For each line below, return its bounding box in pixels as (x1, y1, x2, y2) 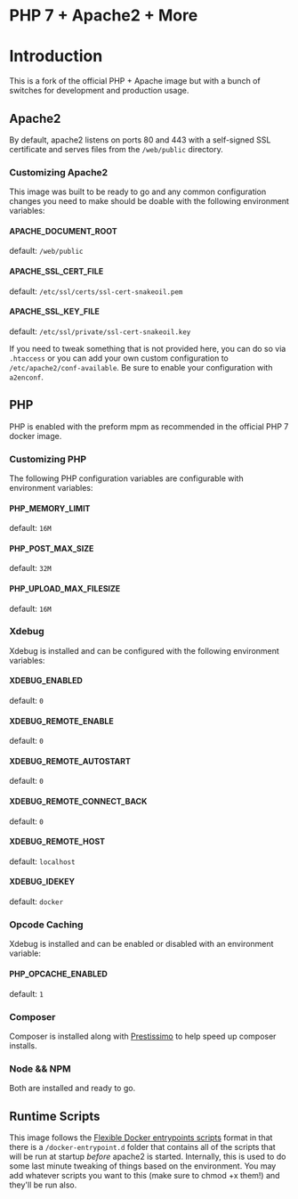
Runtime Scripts (9, 1108, 101, 1123)
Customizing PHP (9, 453, 87, 465)
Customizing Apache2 (9, 166, 109, 178)
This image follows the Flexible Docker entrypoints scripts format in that (9, 1132, 273, 1143)
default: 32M (9, 563, 52, 574)
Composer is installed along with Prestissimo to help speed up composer (9, 1031, 277, 1041)
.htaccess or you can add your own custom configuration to (9, 353, 229, 363)
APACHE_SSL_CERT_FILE (9, 266, 104, 277)
